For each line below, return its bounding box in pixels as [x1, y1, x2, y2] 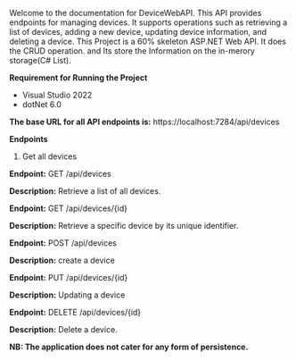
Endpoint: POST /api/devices [9, 238, 118, 248]
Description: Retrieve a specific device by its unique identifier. [9, 221, 239, 231]
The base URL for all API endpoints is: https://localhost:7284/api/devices [9, 116, 280, 127]
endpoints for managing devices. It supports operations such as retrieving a [9, 17, 288, 28]
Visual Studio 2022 [21, 89, 93, 100]
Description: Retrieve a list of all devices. [9, 186, 161, 196]
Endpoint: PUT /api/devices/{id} [9, 273, 128, 282]
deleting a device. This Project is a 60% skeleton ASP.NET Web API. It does [9, 36, 287, 46]
